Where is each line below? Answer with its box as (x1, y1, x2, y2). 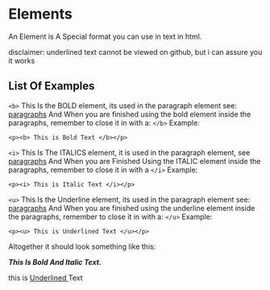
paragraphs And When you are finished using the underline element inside (8, 203, 255, 212)
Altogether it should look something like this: (8, 242, 156, 251)
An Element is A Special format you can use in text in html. (8, 32, 202, 41)
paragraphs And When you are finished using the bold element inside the (8, 109, 251, 119)
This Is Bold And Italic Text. (8, 257, 102, 267)
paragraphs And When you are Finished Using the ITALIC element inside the (8, 156, 261, 166)
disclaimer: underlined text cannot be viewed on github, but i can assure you (8, 47, 263, 57)
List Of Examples (8, 79, 95, 93)
